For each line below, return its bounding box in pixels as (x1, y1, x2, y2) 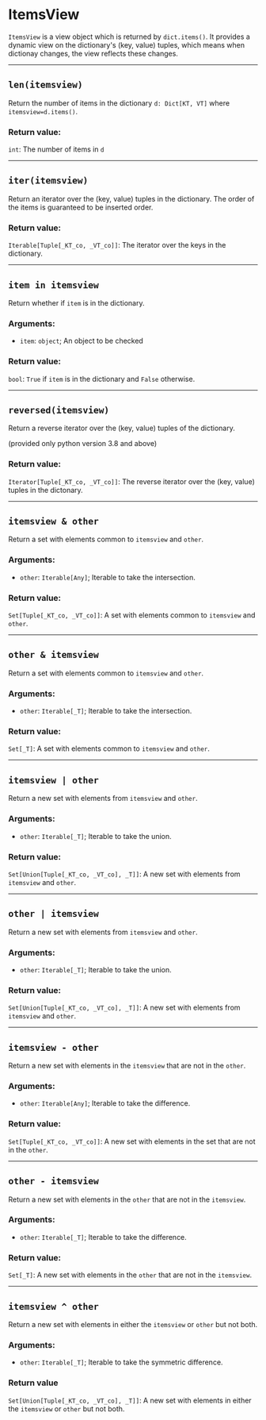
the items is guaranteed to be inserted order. (8, 202, 154, 212)
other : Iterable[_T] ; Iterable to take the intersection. (19, 706, 192, 716)
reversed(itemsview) (8, 404, 110, 416)
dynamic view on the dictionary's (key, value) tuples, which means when (8, 40, 245, 49)
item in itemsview (8, 279, 99, 291)
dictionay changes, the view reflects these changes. (8, 48, 178, 58)
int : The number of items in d (8, 144, 104, 154)
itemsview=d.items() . (8, 106, 78, 116)
